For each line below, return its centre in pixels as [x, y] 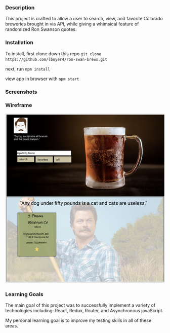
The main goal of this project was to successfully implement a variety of [80, 305]
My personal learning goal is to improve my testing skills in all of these [78, 320]
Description [20, 8]
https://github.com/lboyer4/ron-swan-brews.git [56, 59]
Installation [19, 43]
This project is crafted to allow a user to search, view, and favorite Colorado [84, 19]
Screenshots [21, 92]
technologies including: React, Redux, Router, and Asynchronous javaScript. [84, 311]
